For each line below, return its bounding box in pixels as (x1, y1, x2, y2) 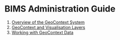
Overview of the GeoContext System (11, 19, 85, 25)
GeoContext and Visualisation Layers (11, 24, 86, 30)
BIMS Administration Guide (4, 3, 116, 14)
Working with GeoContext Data (11, 29, 74, 35)
